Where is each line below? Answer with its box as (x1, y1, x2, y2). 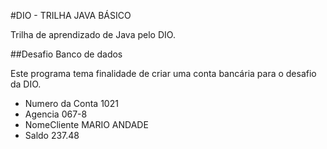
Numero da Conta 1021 (24, 98, 119, 109)
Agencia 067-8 (24, 108, 88, 120)
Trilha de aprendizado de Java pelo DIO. (10, 29, 176, 40)
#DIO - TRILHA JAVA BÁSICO (10, 10, 132, 21)
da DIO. (10, 78, 42, 90)
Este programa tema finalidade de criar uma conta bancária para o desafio (10, 68, 317, 79)
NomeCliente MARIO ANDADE (24, 119, 149, 130)
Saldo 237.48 (24, 130, 80, 141)
